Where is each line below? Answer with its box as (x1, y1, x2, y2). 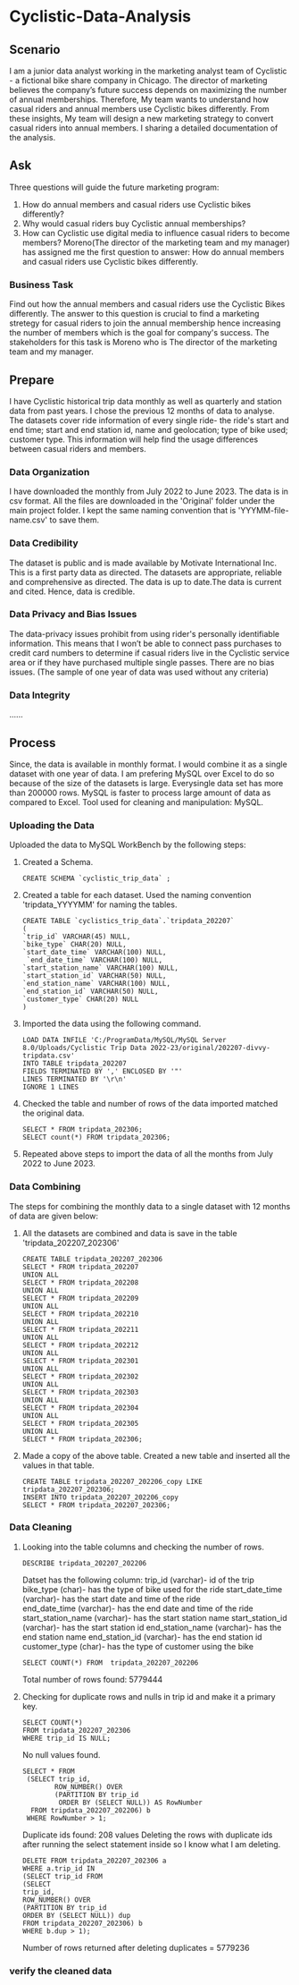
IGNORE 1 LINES (21, 1082, 79, 1092)
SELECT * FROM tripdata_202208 (21, 1277, 139, 1287)
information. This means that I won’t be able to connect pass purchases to (9, 638, 283, 649)
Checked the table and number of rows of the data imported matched (21, 1099, 278, 1109)
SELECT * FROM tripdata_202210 (21, 1309, 139, 1319)
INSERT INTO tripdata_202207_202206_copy (21, 1492, 179, 1502)
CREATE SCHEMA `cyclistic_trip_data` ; (21, 874, 171, 883)
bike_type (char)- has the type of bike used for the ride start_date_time (21, 1583, 283, 1594)
